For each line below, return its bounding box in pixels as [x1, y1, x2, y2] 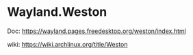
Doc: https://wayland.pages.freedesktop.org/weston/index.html [7, 27, 186, 35]
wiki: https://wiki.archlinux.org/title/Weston [7, 40, 128, 48]
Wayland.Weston [7, 4, 107, 20]
